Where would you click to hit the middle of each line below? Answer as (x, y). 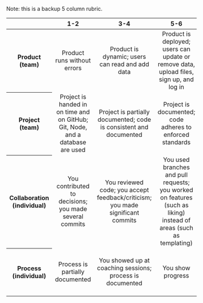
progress (176, 275)
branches (176, 167)
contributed (73, 186)
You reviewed (124, 182)
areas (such (176, 228)
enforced (176, 135)
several (73, 216)
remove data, (176, 64)
